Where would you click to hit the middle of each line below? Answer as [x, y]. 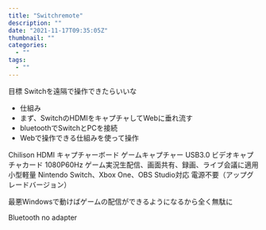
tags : [17, 60]
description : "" [35, 23]
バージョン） [50, 185]
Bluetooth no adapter [43, 217]
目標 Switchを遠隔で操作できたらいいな [73, 91]
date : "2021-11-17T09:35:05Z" [58, 30]
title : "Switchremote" [46, 16]
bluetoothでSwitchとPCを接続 [69, 127]
